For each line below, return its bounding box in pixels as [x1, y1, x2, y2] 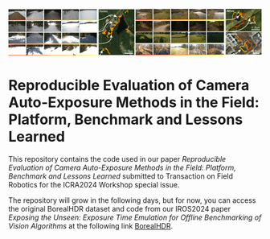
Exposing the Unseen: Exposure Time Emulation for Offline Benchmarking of [8, 212, 262, 222]
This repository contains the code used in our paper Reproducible [8, 154, 227, 163]
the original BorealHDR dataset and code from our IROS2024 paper [8, 204, 231, 213]
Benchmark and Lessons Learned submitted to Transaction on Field [8, 171, 234, 181]
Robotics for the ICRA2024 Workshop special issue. [8, 179, 180, 189]
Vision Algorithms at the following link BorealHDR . [8, 220, 174, 230]
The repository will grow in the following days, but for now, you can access [8, 195, 256, 205]
